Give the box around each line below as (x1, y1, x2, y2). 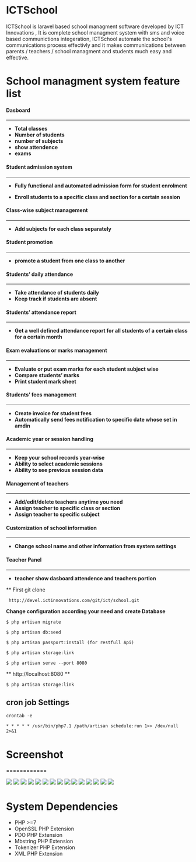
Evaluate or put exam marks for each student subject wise (14, 365, 159, 372)
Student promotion (6, 238, 53, 246)
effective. (6, 54, 29, 61)
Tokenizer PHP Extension (14, 844, 76, 851)
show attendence (14, 144, 58, 151)
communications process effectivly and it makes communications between (6, 42, 186, 49)
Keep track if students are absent (14, 295, 97, 302)
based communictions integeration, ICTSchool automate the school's (6, 35, 172, 42)
